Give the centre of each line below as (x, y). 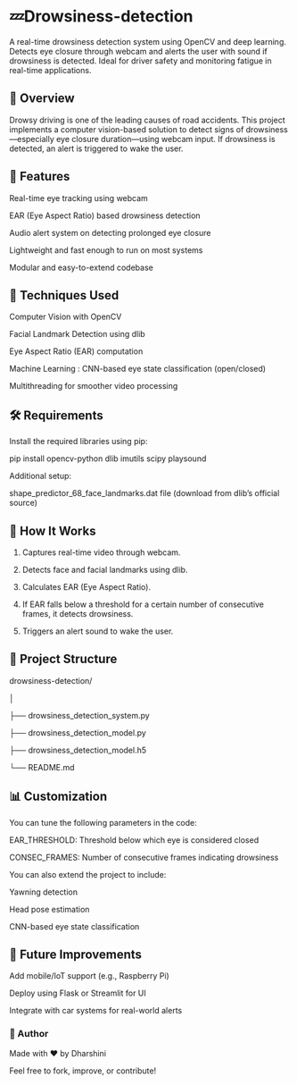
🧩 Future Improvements (76, 955)
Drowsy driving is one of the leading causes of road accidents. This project (147, 120)
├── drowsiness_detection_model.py (78, 732)
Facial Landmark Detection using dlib (77, 334)
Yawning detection (44, 892)
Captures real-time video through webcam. (101, 552)
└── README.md (42, 767)
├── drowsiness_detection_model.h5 (78, 750)
